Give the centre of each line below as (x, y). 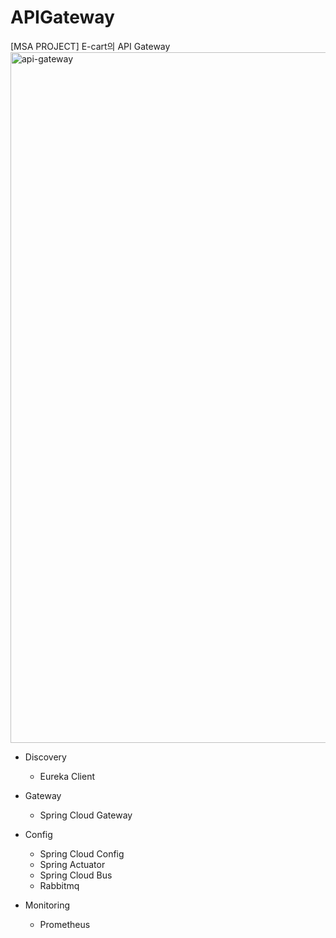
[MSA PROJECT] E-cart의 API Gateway (90, 46)
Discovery (45, 757)
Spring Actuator (72, 864)
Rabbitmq (59, 885)
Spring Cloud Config (82, 853)
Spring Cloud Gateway (86, 815)
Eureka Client (67, 776)
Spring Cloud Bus (76, 875)
